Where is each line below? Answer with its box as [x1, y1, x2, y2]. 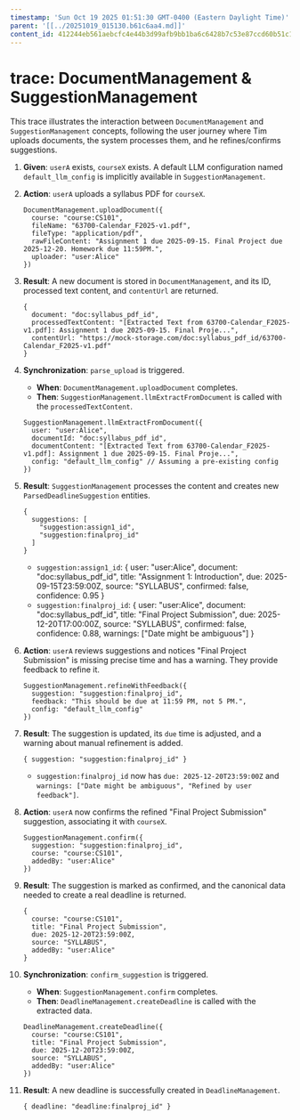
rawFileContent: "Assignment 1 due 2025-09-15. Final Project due [31, 237, 283, 246]
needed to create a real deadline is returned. [22, 889, 187, 900]
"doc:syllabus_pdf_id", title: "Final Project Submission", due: [36, 609, 256, 620]
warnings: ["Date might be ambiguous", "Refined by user [36, 782, 253, 791]
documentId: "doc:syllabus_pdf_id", [31, 434, 167, 443]
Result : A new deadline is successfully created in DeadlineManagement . [22, 1085, 280, 1096]
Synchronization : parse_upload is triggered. [22, 365, 185, 376]
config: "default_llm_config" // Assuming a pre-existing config [31, 458, 279, 467]
